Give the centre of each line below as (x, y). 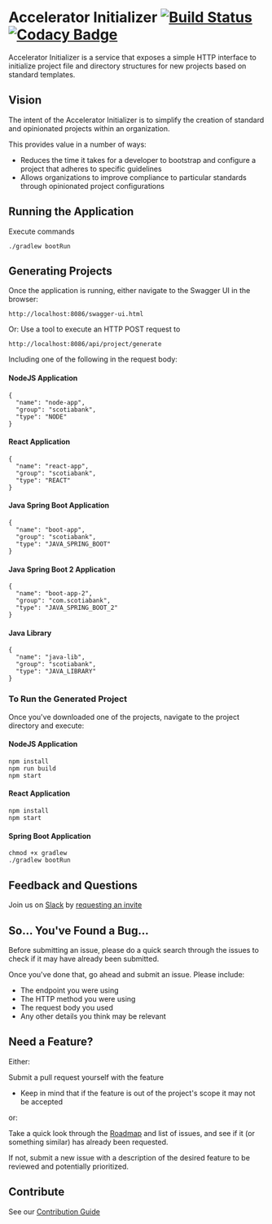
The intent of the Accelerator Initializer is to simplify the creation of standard (136, 120)
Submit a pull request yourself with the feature (86, 1077)
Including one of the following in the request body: (93, 359)
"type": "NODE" (42, 417)
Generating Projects (60, 271)
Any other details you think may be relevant (93, 1016)
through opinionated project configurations (92, 186)
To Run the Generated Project (68, 699)
